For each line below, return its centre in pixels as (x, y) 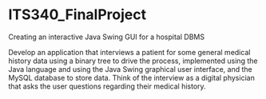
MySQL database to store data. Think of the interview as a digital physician (132, 77)
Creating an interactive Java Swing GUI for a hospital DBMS (107, 37)
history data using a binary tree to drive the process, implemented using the (133, 61)
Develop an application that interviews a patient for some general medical (129, 52)
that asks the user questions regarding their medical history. (107, 86)
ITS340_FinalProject (77, 15)
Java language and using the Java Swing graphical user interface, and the (131, 69)
